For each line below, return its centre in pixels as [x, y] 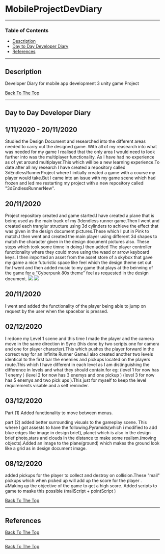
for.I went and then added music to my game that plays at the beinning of [79, 268]
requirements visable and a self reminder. [47, 385]
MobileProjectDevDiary [54, 9]
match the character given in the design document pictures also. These [77, 242]
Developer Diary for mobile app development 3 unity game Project [72, 83]
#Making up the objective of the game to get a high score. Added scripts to [81, 486]
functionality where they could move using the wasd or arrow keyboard [77, 252]
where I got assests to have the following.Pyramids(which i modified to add [81, 427]
